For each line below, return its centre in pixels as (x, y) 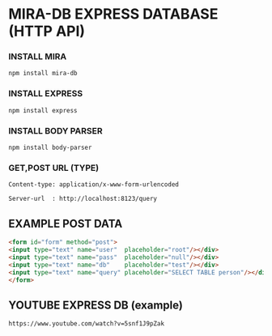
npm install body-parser (50, 148)
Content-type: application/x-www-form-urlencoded (94, 185)
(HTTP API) (47, 31)
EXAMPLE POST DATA (66, 223)
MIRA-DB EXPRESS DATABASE (113, 14)
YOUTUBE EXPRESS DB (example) (96, 305)
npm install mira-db (43, 74)
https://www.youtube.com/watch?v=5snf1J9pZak (86, 324)
